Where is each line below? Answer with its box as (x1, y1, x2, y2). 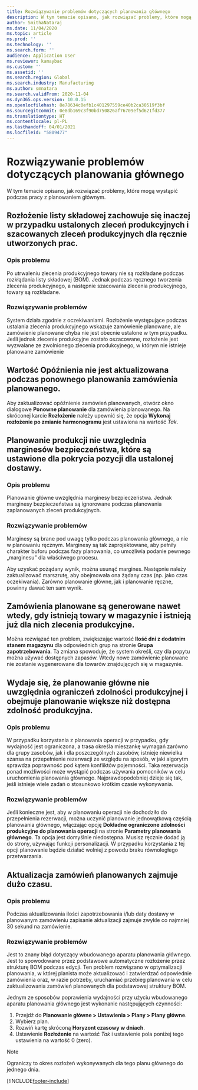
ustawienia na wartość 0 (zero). (15, 1037, 93, 1044)
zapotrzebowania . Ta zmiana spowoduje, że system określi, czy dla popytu (6, 648, 190, 655)
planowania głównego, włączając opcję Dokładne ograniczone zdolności (6, 821, 186, 829)
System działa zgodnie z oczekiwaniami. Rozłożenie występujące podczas (6, 316, 187, 324)
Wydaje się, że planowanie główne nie (6, 678, 150, 688)
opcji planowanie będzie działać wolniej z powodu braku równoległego (6, 846, 179, 853)
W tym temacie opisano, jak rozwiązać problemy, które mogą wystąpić (6, 187, 179, 194)
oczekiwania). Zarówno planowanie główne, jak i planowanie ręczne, (6, 578, 173, 585)
